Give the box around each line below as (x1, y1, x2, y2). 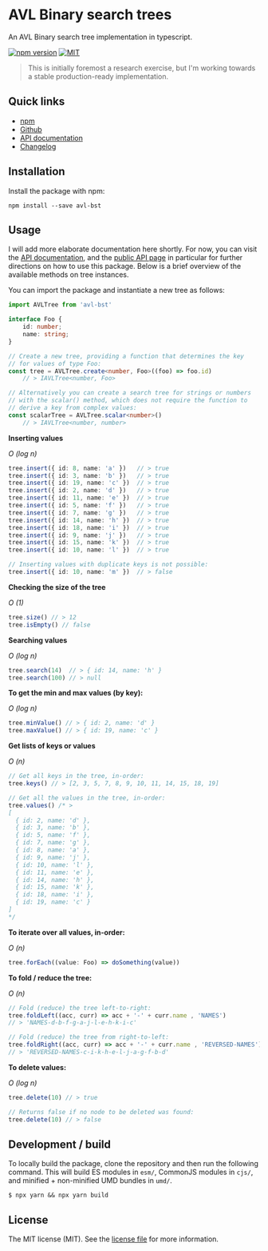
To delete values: (8, 1062, 66, 1072)
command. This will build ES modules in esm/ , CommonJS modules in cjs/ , (8, 1167, 254, 1177)
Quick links (8, 94, 65, 109)
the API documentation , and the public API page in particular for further (8, 253, 243, 263)
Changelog (19, 142, 57, 151)
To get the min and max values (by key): (8, 688, 144, 698)
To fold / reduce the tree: (8, 972, 93, 982)
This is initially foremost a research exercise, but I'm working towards (27, 62, 256, 73)
